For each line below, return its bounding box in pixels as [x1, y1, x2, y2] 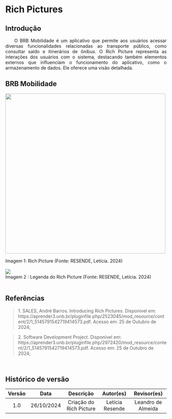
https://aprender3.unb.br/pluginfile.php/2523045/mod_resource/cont [17, 313, 165, 319]
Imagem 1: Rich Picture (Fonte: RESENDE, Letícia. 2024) [5, 258, 123, 264]
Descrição [68, 390, 94, 397]
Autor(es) [102, 390, 126, 397]
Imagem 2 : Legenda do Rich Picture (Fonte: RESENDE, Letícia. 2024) [5, 274, 152, 280]
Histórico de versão [5, 375, 69, 384]
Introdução [5, 24, 41, 33]
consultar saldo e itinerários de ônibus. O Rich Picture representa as [5, 49, 167, 54]
